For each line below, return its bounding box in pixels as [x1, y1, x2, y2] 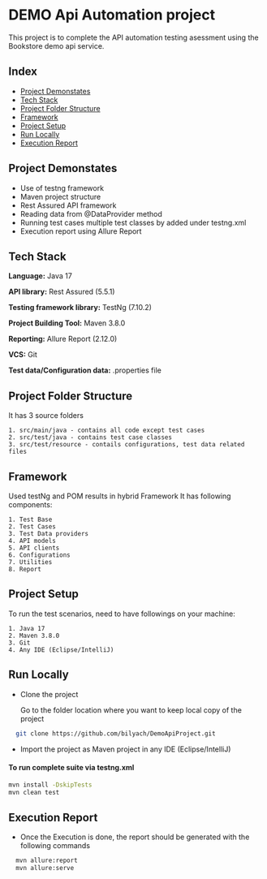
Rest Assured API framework [19, 200, 117, 210]
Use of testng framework [19, 183, 104, 192]
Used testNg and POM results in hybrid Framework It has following [8, 491, 231, 501]
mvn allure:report [15, 856, 79, 865]
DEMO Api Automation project [8, 6, 216, 24]
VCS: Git [8, 350, 38, 360]
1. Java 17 [8, 624, 45, 632]
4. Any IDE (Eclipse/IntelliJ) [8, 645, 114, 654]
